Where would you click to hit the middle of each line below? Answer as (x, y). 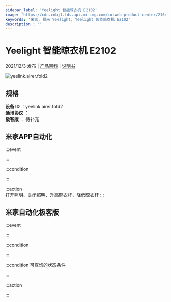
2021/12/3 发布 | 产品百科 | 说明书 (40, 66)
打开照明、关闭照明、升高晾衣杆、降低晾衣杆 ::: (55, 195)
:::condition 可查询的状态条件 (36, 265)
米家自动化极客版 (32, 212)
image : (12, 15)
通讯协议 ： (17, 113)
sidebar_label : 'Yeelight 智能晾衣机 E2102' (51, 10)
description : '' (24, 24)
